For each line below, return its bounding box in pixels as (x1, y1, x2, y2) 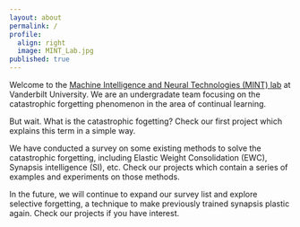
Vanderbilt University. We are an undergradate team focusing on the (9, 89, 261, 100)
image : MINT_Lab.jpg (17, 47, 94, 56)
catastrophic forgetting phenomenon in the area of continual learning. (9, 99, 267, 109)
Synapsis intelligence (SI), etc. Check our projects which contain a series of (9, 162, 288, 172)
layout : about (9, 13, 63, 22)
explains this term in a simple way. (9, 126, 136, 135)
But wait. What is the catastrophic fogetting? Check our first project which (9, 116, 283, 127)
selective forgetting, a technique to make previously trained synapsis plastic (9, 198, 290, 209)
